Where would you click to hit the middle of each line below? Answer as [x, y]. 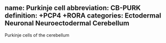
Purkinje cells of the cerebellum [37, 35]
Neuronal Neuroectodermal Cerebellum [67, 23]
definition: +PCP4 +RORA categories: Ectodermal [83, 16]
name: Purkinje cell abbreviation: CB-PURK [73, 8]
